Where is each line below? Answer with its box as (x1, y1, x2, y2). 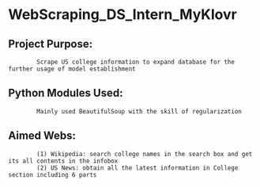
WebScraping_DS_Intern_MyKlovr (8, 6, 237, 24)
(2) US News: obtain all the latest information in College (36, 164, 239, 172)
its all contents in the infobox (8, 157, 119, 165)
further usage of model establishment (8, 65, 136, 73)
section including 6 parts (8, 170, 97, 179)
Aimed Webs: (8, 129, 77, 143)
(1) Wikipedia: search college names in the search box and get (36, 150, 253, 158)
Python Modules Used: (8, 86, 123, 100)
